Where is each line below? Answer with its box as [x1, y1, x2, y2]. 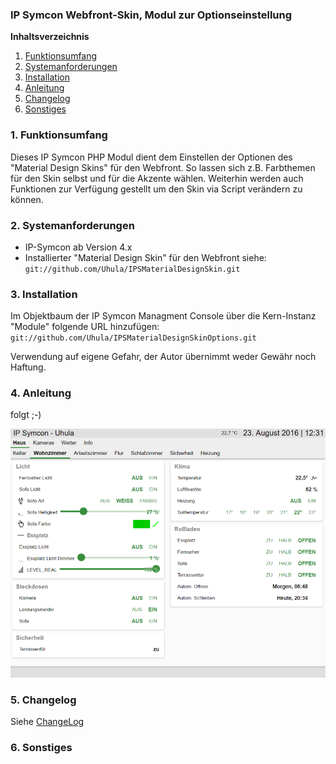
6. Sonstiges [10, 741, 73, 755]
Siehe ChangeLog [10, 716, 85, 728]
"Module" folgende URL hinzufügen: [10, 321, 160, 333]
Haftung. [10, 361, 47, 373]
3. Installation [10, 287, 78, 301]
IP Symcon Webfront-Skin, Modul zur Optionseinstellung [10, 8, 293, 22]
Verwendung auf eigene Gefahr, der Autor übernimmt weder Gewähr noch [10, 351, 317, 363]
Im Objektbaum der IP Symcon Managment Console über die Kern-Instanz [10, 310, 317, 322]
